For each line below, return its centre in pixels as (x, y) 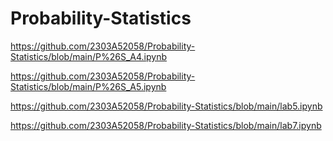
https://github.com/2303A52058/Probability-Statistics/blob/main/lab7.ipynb (166, 125)
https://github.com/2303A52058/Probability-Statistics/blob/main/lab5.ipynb (166, 106)
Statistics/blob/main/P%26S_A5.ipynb (88, 86)
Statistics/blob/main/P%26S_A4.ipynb (89, 56)
